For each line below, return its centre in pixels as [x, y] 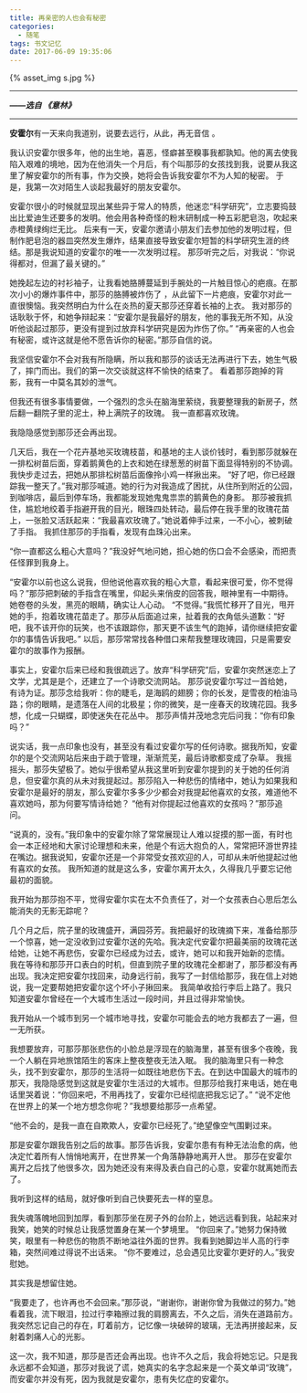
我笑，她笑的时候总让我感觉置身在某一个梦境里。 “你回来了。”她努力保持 [144, 1229]
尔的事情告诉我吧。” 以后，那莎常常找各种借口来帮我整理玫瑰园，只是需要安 [151, 639]
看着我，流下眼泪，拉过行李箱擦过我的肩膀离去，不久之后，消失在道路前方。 [153, 1314]
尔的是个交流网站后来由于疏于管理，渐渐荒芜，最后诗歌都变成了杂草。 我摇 [151, 758]
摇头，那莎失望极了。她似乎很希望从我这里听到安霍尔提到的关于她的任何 [145, 769]
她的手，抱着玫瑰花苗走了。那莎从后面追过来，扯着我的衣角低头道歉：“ [143, 617]
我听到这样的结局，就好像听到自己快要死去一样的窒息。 [113, 1198]
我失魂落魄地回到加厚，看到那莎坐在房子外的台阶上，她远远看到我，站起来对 [153, 1218]
